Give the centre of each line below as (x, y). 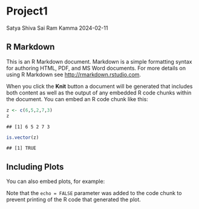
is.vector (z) (23, 138)
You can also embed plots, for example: (56, 181)
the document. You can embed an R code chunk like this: (77, 99)
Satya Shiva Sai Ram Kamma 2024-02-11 (57, 28)
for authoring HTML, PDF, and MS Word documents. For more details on (96, 68)
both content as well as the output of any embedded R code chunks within (99, 93)
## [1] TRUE (21, 148)
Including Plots (35, 167)
